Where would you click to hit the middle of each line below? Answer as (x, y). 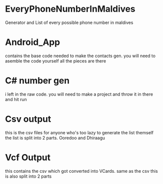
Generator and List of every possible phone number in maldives (69, 22)
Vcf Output (28, 157)
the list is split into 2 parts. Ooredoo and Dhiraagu (55, 138)
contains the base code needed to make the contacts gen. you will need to (80, 56)
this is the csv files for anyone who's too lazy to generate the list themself (79, 132)
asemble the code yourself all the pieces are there (56, 61)
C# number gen (37, 81)
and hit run (16, 99)
